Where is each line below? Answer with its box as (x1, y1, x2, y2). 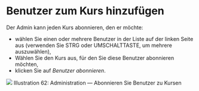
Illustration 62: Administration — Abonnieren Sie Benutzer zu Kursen (13, 79, 182, 86)
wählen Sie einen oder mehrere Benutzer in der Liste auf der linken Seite (14, 35, 194, 42)
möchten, (14, 61, 39, 68)
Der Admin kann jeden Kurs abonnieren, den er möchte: (6, 24, 143, 31)
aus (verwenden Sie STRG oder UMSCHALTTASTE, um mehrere (14, 42, 172, 49)
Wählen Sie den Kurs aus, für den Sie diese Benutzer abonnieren (14, 54, 174, 61)
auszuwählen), (14, 48, 51, 55)
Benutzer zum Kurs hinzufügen (6, 4, 164, 18)
